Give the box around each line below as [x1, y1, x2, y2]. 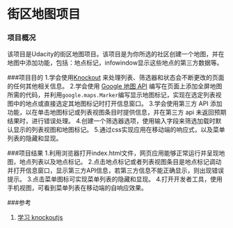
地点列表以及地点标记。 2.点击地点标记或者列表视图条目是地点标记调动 [19, 158, 222, 166]
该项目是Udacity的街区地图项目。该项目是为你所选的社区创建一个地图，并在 [7, 50, 225, 58]
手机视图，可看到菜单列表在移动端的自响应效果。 [7, 184, 147, 192]
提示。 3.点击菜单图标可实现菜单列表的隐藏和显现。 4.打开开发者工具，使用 [7, 175, 223, 184]
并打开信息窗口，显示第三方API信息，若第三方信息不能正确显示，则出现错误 [7, 166, 225, 174]
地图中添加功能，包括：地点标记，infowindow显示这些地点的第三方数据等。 [7, 58, 223, 67]
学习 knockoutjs [17, 213, 63, 222]
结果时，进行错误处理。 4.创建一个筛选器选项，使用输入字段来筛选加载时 [7, 117, 216, 125]
